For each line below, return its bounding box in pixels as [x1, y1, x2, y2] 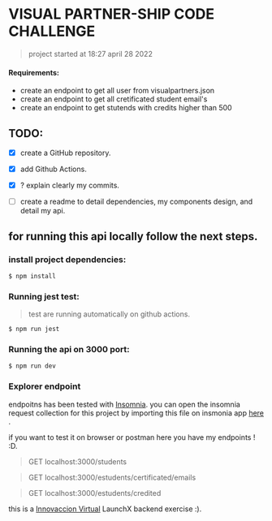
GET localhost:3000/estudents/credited [28, 488, 162, 497]
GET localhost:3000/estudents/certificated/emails [28, 472, 196, 482]
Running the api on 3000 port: [8, 344, 130, 355]
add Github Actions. [19, 164, 87, 174]
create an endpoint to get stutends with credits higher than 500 [19, 103, 233, 113]
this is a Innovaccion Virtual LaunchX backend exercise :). [8, 504, 202, 514]
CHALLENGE [8, 22, 96, 41]
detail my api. [19, 206, 66, 216]
